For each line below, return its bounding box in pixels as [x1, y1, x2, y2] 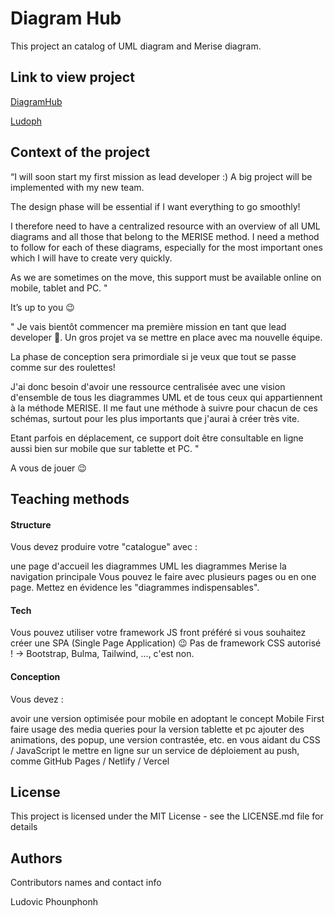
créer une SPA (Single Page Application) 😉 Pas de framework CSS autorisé [10, 637, 322, 649]
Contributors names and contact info [10, 877, 162, 889]
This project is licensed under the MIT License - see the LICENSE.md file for [10, 810, 324, 822]
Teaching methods [10, 490, 130, 507]
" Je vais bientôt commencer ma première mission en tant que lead [10, 320, 287, 332]
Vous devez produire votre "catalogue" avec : [10, 541, 198, 553]
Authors [10, 850, 63, 867]
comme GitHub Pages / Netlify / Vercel [10, 755, 170, 767]
